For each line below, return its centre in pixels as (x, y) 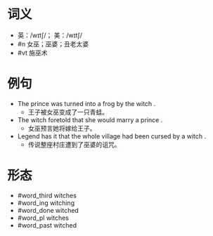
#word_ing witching (46, 203)
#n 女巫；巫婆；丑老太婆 (53, 44)
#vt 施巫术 (32, 53)
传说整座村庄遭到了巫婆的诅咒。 (74, 144)
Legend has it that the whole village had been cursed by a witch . (111, 136)
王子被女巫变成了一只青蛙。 (68, 112)
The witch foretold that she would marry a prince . (90, 119)
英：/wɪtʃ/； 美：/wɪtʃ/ (50, 35)
